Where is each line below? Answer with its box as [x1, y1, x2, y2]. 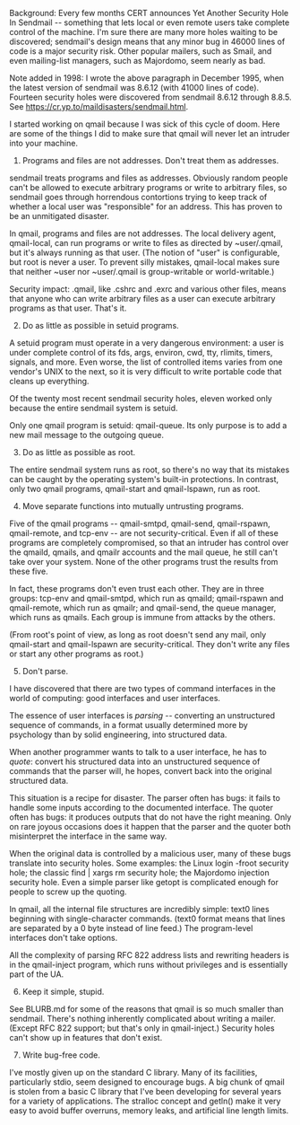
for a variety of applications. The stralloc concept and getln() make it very [9, 1095, 281, 1106]
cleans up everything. [9, 376, 90, 386]
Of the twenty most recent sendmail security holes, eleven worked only [9, 393, 273, 403]
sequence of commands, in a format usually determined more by [9, 720, 248, 730]
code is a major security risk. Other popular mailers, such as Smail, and [9, 46, 272, 57]
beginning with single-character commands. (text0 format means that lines [9, 913, 286, 924]
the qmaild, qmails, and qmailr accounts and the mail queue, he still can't [9, 547, 279, 558]
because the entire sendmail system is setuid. [9, 403, 178, 413]
